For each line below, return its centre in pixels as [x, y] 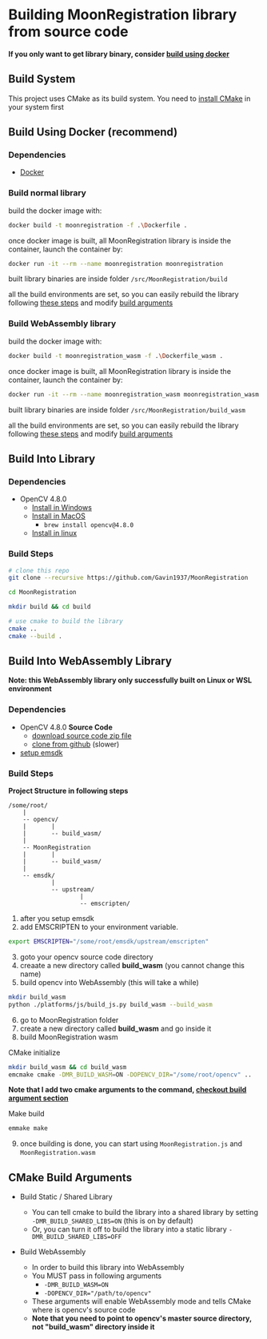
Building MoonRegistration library [123, 15]
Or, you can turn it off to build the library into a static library [130, 1229]
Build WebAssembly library [62, 324]
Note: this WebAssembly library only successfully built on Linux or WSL [130, 680]
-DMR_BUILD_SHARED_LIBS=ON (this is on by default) [112, 1221]
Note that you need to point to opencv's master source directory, [141, 1318]
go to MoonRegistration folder [69, 1019]
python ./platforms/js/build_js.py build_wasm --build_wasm [111, 1004]
